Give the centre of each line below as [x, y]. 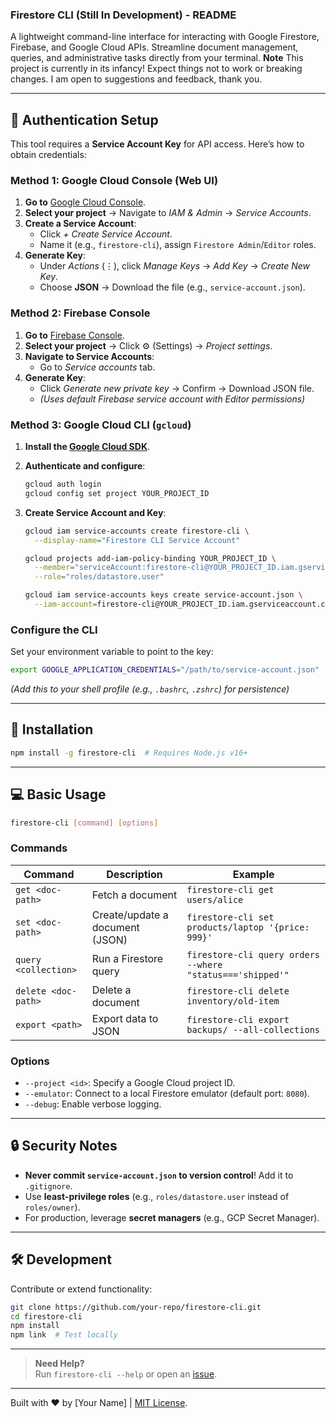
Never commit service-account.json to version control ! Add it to [159, 1175]
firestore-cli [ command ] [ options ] [84, 823]
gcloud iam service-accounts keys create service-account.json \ [163, 595]
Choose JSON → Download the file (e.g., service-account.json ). [172, 287]
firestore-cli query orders [253, 954]
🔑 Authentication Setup [84, 119]
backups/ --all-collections [253, 1029]
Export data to [125, 1018]
